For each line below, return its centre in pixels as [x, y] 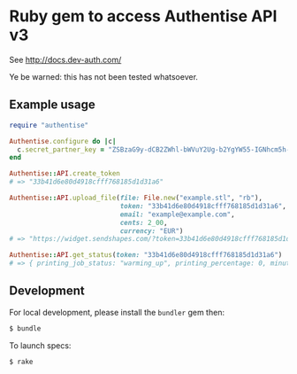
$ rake [21, 362]
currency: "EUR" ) [152, 231]
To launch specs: [40, 345]
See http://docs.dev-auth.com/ [65, 59]
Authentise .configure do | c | [63, 141]
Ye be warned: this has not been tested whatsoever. [104, 76]
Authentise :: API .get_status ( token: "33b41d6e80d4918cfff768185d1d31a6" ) [146, 255]
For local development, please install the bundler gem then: [117, 312]
